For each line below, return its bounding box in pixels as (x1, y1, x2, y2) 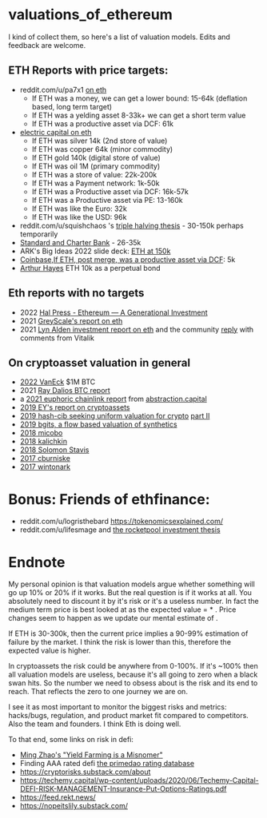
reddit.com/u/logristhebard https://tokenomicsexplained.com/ (19, 517, 224, 526)
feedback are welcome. (8, 40, 86, 50)
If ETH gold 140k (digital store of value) (31, 153, 161, 162)
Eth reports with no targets (8, 286, 145, 300)
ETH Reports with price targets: (8, 64, 169, 77)
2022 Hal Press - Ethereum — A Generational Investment (19, 308, 208, 317)
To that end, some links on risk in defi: (8, 735, 134, 745)
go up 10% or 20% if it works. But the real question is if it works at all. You (8, 588, 252, 598)
